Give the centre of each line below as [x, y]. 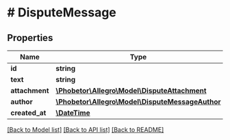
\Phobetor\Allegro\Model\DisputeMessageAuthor [138, 102]
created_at [28, 113]
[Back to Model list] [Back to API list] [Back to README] [86, 130]
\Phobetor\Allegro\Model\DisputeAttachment [131, 90]
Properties [30, 38]
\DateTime [73, 113]
